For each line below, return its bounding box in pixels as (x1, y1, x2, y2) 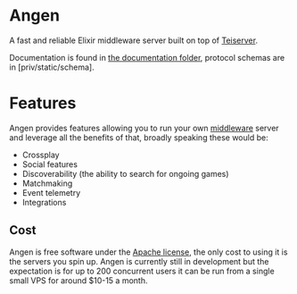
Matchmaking (21, 178, 73, 189)
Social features (21, 158, 78, 170)
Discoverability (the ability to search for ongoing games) (21, 168, 229, 179)
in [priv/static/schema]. (9, 62, 95, 72)
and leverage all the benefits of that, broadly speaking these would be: (9, 131, 269, 143)
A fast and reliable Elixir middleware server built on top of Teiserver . (9, 35, 259, 46)
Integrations (21, 197, 67, 207)
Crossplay (21, 149, 60, 160)
